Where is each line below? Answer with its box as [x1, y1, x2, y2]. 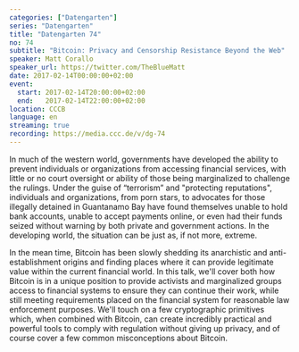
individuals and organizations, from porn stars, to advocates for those [9, 191, 266, 202]
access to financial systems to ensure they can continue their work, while [9, 285, 279, 296]
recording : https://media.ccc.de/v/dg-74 [9, 130, 166, 138]
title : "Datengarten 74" [9, 29, 102, 38]
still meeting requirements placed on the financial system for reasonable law [9, 294, 290, 305]
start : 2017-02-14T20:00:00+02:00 [17, 88, 145, 96]
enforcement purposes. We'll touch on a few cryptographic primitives [9, 304, 265, 314]
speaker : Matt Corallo [9, 54, 94, 63]
